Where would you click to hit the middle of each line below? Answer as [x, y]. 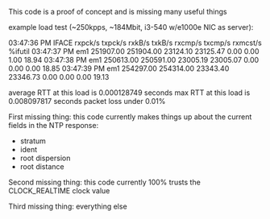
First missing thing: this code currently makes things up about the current [130, 117]
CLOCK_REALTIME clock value [59, 191]
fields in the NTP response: [54, 125]
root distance [42, 167]
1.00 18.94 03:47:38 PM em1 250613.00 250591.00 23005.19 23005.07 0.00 [134, 60]
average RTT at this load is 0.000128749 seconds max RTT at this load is [129, 93]
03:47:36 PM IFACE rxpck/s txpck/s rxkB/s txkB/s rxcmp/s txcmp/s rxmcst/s [135, 43]
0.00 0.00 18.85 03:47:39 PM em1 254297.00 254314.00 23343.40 [119, 68]
